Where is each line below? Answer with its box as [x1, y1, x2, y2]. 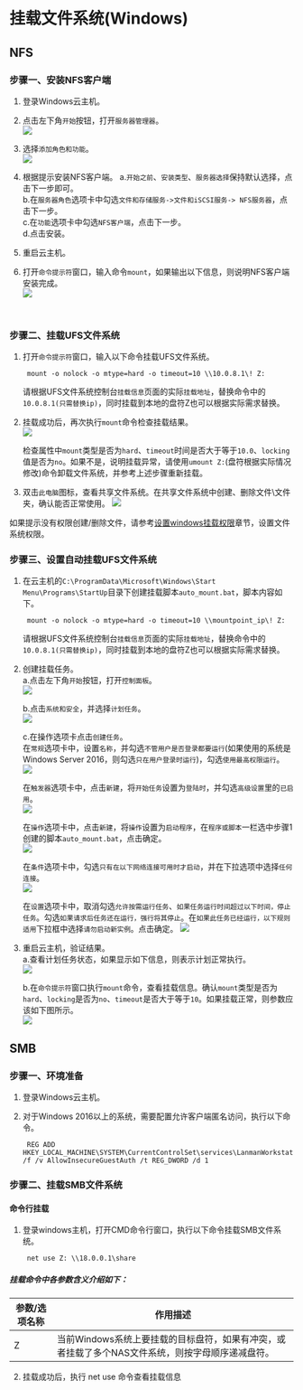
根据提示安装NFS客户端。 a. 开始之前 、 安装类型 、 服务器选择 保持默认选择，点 [22, 171, 293, 182]
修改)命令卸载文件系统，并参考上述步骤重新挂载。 [22, 467, 207, 479]
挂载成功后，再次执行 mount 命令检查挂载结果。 [22, 417, 194, 427]
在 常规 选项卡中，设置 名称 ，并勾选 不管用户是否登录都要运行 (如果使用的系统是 [22, 743, 291, 754]
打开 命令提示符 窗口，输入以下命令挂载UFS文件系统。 [22, 352, 215, 362]
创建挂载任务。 [22, 663, 78, 674]
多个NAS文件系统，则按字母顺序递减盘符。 [93, 1347, 275, 1359]
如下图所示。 [30, 1005, 78, 1016]
